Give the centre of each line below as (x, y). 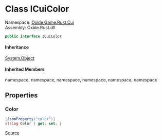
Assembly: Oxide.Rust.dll (30, 27)
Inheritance (17, 47)
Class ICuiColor (37, 9)
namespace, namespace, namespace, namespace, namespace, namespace (81, 80)
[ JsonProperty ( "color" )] (30, 119)
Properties (21, 95)
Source (12, 133)
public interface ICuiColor (34, 36)
